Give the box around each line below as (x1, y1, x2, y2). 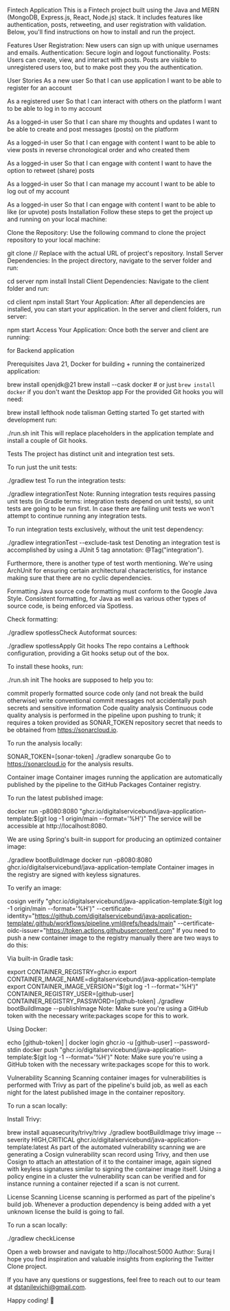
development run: (7, 416, 57, 424)
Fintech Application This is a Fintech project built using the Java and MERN (7, 6, 220, 14)
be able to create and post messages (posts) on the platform (7, 125, 179, 133)
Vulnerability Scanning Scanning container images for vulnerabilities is (7, 1074, 207, 1082)
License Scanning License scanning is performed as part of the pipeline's (7, 1193, 216, 1201)
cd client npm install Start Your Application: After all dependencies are (7, 298, 206, 306)
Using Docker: (7, 1025, 48, 1033)
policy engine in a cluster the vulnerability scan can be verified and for (7, 1173, 207, 1180)
